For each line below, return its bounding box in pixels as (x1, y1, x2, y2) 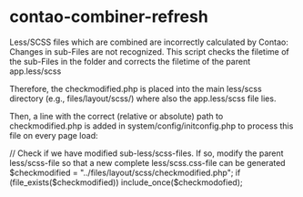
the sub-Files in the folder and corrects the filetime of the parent (9, 56, 251, 67)
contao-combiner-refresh (9, 6, 209, 27)
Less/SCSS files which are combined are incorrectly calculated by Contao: (9, 36, 288, 47)
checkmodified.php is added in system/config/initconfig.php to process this (9, 120, 294, 131)
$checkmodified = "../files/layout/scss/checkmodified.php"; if (9, 167, 241, 178)
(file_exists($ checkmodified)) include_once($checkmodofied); (9, 176, 243, 188)
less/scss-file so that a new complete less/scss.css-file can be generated (9, 157, 286, 168)
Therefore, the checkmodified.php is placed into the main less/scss (9, 83, 262, 94)
